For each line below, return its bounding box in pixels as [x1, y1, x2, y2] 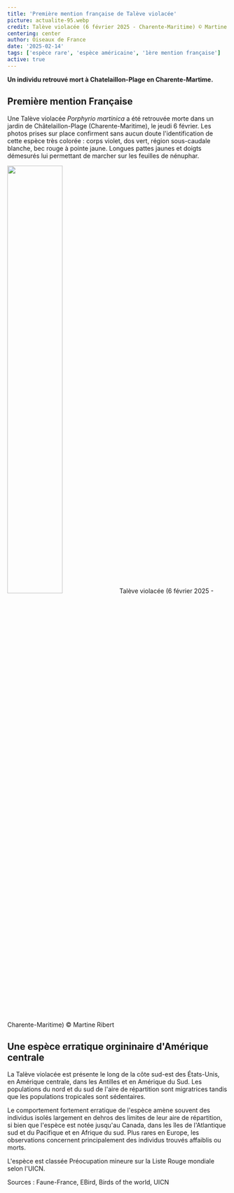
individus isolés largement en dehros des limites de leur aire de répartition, [7, 1114, 223, 1122]
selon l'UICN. [7, 1164, 46, 1173]
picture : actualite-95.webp [7, 17, 90, 24]
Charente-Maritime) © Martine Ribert [7, 1020, 114, 1029]
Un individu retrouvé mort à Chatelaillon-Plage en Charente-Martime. [7, 75, 214, 84]
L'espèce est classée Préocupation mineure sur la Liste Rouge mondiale [7, 1157, 215, 1166]
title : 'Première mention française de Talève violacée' [7, 10, 177, 18]
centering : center [7, 29, 61, 37]
